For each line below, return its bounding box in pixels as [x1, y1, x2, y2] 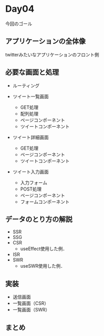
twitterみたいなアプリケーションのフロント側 [5, 52, 99, 58]
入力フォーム [20, 179, 47, 185]
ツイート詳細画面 [12, 134, 49, 140]
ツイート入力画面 [12, 169, 49, 175]
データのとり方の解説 [5, 215, 72, 224]
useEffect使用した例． [20, 246, 67, 252]
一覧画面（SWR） [12, 307, 50, 313]
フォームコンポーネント [20, 199, 70, 205]
